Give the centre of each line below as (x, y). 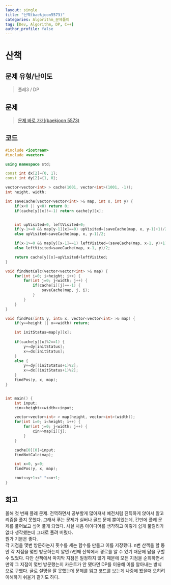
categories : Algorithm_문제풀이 (37, 19)
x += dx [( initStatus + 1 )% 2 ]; (51, 370)
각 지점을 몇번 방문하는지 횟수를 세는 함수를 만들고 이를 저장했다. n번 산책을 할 (82, 545)
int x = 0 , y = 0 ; (29, 464)
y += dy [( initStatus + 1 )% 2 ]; (51, 366)
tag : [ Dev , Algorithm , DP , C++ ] (39, 24)
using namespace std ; (28, 164)
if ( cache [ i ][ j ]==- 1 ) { (56, 286)
